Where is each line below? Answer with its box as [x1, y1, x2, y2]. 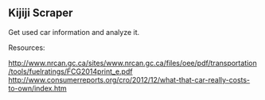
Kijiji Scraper [8, 6, 73, 20]
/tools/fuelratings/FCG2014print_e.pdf [8, 67, 133, 76]
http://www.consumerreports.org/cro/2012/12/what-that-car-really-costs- [8, 75, 251, 84]
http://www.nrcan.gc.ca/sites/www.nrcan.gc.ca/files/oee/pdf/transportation [8, 58, 257, 67]
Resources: [8, 43, 45, 52]
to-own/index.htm [8, 83, 68, 93]
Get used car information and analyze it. [8, 27, 140, 37]
